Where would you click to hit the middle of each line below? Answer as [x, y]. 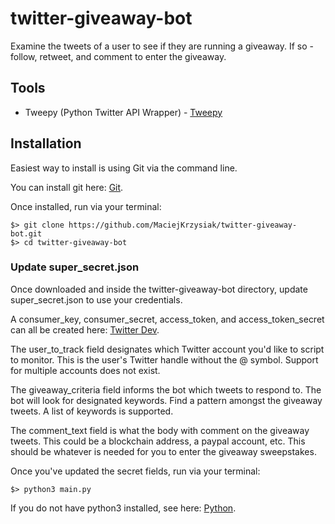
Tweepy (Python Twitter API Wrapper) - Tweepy [123, 112]
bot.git [26, 233]
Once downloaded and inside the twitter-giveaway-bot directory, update [159, 289]
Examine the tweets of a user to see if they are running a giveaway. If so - [162, 46]
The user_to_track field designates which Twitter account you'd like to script [167, 349]
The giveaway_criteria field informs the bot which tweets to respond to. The [166, 389]
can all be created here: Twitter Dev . [85, 329]
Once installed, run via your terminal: [86, 206]
